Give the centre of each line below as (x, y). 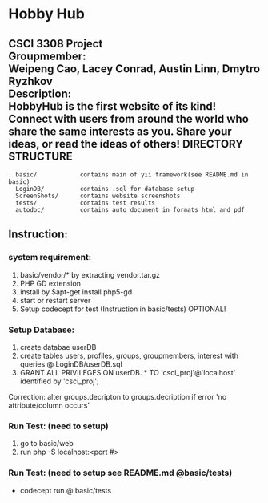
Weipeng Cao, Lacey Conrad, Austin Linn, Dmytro (134, 69)
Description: (40, 93)
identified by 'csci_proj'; (59, 381)
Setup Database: (42, 330)
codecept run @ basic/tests (66, 490)
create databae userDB (58, 347)
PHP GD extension (50, 283)
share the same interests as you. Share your (120, 131)
